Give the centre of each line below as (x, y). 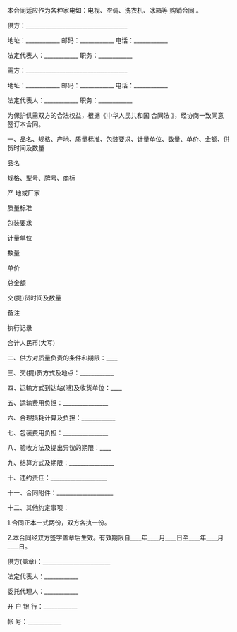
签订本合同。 (26, 124)
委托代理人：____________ (43, 591)
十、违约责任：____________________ (57, 478)
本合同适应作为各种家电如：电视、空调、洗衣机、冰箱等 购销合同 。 (105, 10)
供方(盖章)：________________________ (59, 561)
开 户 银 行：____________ (42, 606)
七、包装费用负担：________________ (58, 433)
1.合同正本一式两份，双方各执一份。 (59, 523)
